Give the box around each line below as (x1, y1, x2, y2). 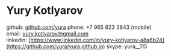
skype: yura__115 (106, 43, 148, 50)
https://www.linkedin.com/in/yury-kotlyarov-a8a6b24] (30, 36, 164, 43)
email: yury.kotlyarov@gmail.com (6, 30, 89, 37)
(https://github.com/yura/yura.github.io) (6, 43, 105, 50)
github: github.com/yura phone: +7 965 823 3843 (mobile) (6, 23, 152, 31)
